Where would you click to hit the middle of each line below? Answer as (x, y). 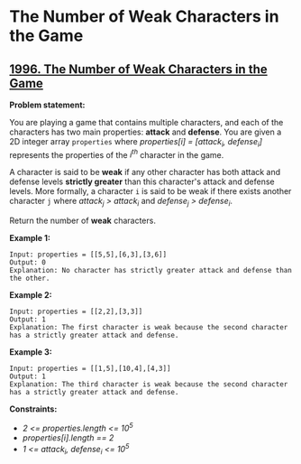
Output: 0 (28, 263)
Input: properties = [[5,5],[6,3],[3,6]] (88, 255)
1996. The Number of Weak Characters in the (138, 69)
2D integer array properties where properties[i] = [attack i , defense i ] (136, 143)
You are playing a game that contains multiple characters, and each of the (146, 122)
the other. (30, 278)
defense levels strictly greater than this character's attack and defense (142, 181)
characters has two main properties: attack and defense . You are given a (146, 132)
